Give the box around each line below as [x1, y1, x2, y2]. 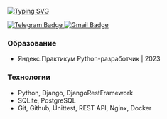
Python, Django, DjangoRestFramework [17, 88, 134, 97]
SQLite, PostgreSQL [17, 96, 76, 105]
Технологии [7, 72, 51, 82]
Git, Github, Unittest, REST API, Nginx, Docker [17, 103, 152, 112]
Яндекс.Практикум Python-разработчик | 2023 [17, 54, 161, 63]
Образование [7, 38, 57, 48]
